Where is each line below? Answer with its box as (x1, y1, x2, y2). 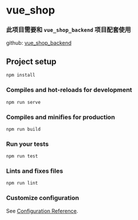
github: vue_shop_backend (6, 40, 72, 47)
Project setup (6, 57, 57, 67)
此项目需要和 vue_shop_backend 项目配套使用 (6, 26, 132, 34)
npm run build (6, 126, 41, 132)
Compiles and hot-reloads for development (6, 86, 133, 94)
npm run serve (6, 99, 41, 105)
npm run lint (6, 180, 38, 186)
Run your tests (6, 140, 49, 148)
